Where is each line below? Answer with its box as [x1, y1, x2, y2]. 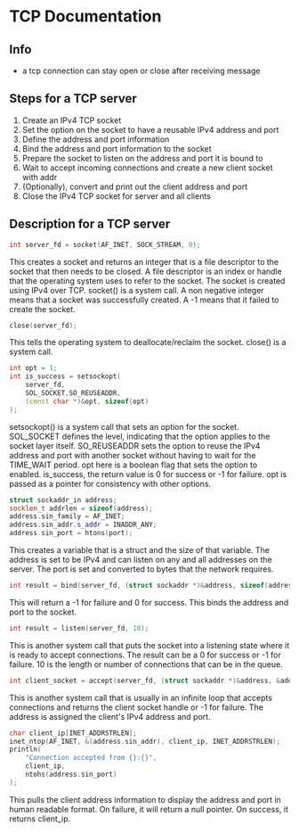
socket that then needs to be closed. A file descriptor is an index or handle [9, 266, 282, 276]
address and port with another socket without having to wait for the [9, 449, 256, 460]
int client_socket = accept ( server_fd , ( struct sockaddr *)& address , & [9, 676, 280, 685]
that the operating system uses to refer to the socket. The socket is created [9, 275, 286, 286]
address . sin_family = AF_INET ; [9, 512, 125, 521]
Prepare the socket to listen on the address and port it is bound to [21, 153, 263, 163]
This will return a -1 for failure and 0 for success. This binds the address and [9, 597, 289, 607]
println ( [9, 745, 42, 755]
